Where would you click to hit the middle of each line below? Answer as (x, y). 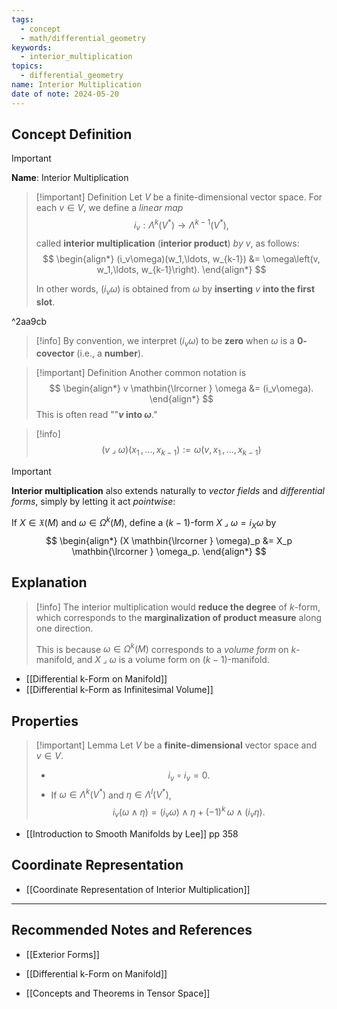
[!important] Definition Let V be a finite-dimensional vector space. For (179, 197)
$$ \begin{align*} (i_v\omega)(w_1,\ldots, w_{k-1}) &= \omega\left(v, (181, 258)
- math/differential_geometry (83, 38)
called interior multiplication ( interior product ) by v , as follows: (167, 243)
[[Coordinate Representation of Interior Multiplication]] (138, 889)
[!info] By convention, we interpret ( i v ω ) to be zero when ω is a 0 (169, 341)
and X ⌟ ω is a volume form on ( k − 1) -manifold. (173, 660)
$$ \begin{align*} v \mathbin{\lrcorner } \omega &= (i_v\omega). (181, 388)
